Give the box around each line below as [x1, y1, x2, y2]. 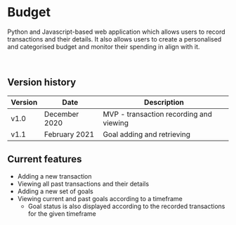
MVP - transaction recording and [103, 109, 213, 119]
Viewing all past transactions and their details [17, 179, 150, 188]
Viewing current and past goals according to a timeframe [17, 194, 183, 202]
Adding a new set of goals [17, 187, 93, 195]
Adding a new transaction [17, 172, 93, 180]
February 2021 [44, 129, 95, 139]
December [44, 109, 79, 119]
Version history [7, 77, 77, 89]
